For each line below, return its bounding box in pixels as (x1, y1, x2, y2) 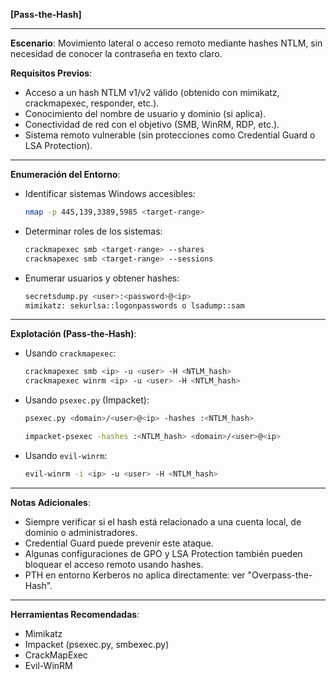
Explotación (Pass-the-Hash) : (10, 328, 137, 340)
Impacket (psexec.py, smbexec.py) (24, 638, 170, 650)
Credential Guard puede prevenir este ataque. (24, 537, 214, 549)
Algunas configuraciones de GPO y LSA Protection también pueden (24, 547, 303, 559)
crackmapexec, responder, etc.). (24, 97, 160, 109)
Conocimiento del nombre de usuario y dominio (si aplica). (24, 108, 267, 119)
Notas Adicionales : (10, 496, 91, 508)
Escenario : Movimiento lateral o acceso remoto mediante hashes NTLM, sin (10, 37, 323, 49)
